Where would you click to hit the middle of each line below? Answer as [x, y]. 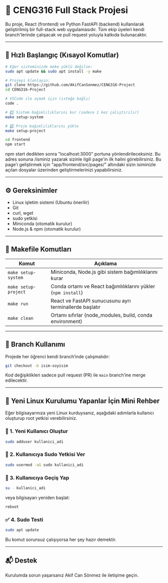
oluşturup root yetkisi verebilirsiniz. [41, 418]
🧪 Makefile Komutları [38, 249]
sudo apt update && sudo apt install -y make [53, 71]
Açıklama [105, 263]
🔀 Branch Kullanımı [35, 345]
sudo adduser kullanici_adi [34, 442]
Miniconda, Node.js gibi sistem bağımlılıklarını [104, 272]
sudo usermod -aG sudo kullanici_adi [44, 465]
